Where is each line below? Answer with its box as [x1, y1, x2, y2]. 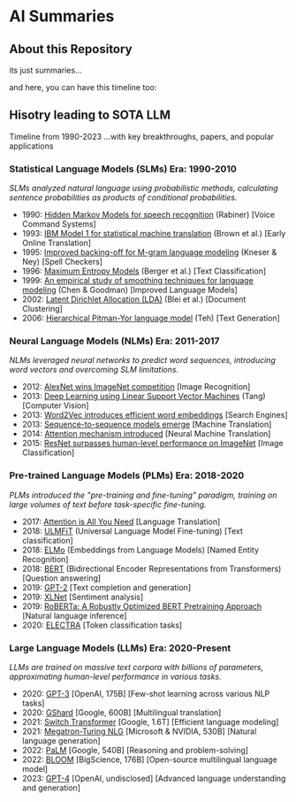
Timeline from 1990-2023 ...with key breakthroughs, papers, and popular [9, 131, 275, 142]
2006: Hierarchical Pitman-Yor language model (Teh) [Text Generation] [21, 312, 280, 324]
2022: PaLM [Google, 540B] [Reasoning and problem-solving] [21, 745, 249, 755]
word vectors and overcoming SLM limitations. [9, 365, 179, 375]
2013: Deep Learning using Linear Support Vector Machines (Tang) [21, 391, 267, 402]
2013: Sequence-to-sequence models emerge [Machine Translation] [21, 419, 272, 430]
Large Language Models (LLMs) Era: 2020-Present [9, 642, 231, 654]
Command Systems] [21, 219, 97, 229]
